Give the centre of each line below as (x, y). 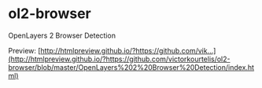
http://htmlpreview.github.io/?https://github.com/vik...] (128, 50)
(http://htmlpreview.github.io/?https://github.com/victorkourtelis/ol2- (119, 59)
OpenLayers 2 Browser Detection (62, 35)
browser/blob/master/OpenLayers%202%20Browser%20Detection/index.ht (131, 67)
